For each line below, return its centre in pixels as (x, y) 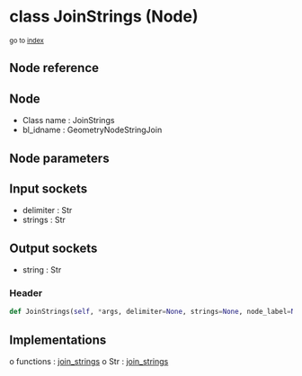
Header (26, 293)
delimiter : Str (47, 210)
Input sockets (49, 188)
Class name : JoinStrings (68, 121)
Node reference (54, 68)
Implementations (58, 340)
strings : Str (44, 220)
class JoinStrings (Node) (104, 17)
